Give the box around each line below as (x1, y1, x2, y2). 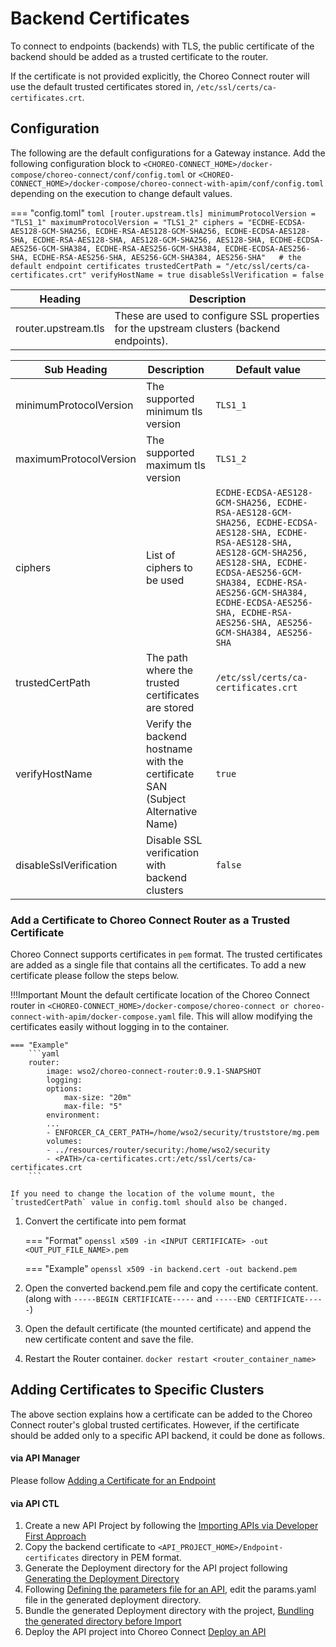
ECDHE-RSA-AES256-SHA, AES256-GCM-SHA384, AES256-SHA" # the (32, 252, 302, 262)
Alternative (145, 804, 198, 818)
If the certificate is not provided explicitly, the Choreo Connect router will (10, 70, 310, 82)
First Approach (24, 1530, 87, 1542)
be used (145, 573, 185, 587)
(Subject (145, 792, 187, 806)
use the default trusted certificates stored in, (10, 80, 195, 92)
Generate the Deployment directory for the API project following (24, 1562, 288, 1574)
